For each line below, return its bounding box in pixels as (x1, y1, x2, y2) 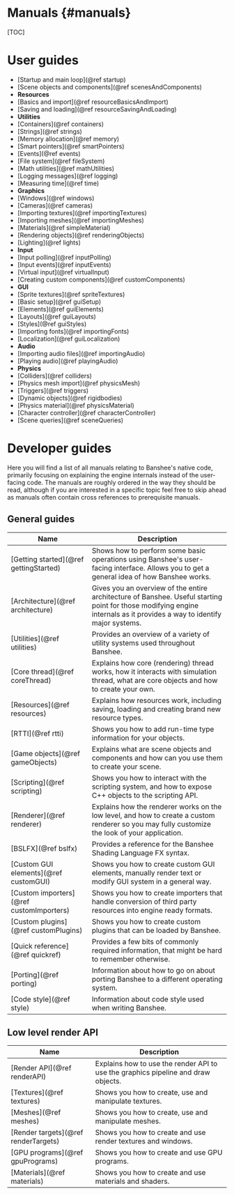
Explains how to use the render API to (95, 1059, 218, 1069)
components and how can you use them (91, 753, 223, 762)
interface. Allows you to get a (114, 563, 210, 573)
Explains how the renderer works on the (91, 801, 222, 811)
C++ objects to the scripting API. (91, 790, 198, 800)
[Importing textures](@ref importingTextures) (17, 208, 148, 217)
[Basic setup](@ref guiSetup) (17, 298, 102, 306)
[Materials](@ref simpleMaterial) (17, 223, 111, 231)
